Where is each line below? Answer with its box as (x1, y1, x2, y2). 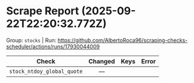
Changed (88, 57, 115, 65)
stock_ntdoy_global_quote (9, 67, 83, 75)
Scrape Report (6, 4, 79, 18)
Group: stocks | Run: (6, 36, 57, 44)
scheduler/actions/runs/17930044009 (6, 43, 100, 50)
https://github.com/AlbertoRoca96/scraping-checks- (57, 36, 188, 44)
